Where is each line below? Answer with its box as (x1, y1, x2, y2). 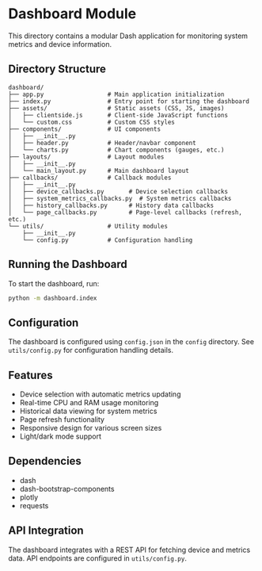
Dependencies (8, 454, 82, 468)
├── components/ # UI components (8, 125, 161, 133)
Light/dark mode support (19, 431, 101, 441)
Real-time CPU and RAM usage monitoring (19, 398, 159, 408)
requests (19, 500, 49, 510)
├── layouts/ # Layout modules (8, 152, 165, 161)
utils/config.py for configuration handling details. (8, 346, 174, 355)
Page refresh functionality (19, 415, 105, 424)
